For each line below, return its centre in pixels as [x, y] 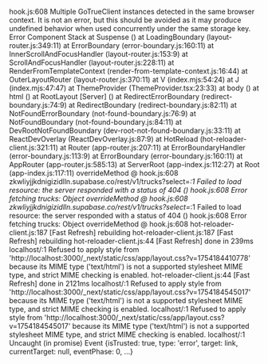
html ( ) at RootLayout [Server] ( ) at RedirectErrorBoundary [104, 96]
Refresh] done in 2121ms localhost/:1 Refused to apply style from [115, 284]
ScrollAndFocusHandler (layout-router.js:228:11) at [92, 62]
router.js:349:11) [35, 46]
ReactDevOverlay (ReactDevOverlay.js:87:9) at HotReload [104, 139]
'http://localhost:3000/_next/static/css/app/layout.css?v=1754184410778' [130, 258]
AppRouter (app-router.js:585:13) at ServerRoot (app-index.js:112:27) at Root [134, 164]
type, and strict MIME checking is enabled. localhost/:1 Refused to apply [128, 309]
